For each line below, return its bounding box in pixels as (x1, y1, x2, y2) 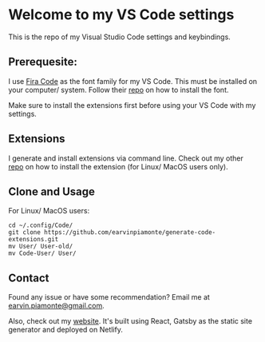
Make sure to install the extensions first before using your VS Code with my (8, 100, 256, 109)
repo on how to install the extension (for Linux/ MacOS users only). (8, 161, 229, 171)
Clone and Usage (8, 185, 96, 198)
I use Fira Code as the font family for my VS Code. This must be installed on (8, 76, 258, 85)
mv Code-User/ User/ (8, 249, 77, 257)
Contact (8, 271, 49, 284)
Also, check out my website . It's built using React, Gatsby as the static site (8, 316, 253, 326)
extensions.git (8, 236, 59, 244)
